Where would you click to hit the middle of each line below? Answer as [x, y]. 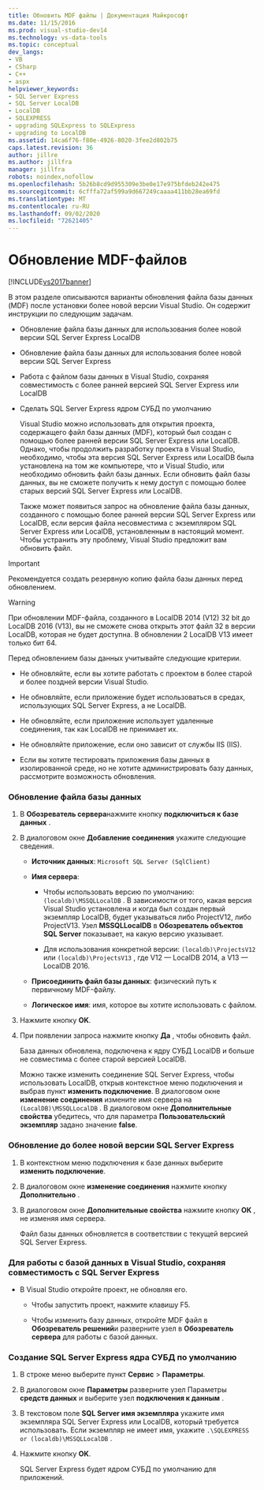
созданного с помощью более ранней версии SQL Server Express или [138, 515]
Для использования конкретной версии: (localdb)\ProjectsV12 [149, 949]
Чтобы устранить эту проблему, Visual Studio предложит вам [123, 540]
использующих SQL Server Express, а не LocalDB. [103, 706]
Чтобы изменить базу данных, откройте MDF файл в [119, 1320]
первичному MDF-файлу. [74, 990]
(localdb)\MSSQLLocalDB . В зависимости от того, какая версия [147, 900]
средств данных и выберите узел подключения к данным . [122, 1398]
